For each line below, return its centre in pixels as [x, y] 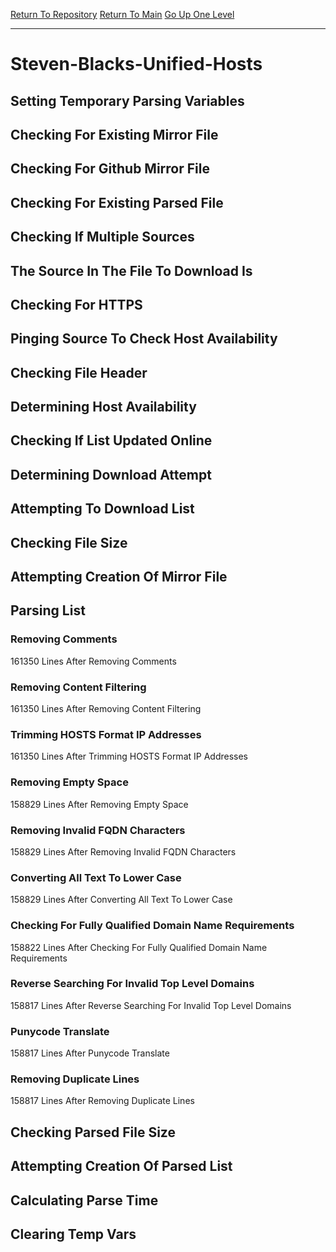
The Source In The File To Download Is [131, 270]
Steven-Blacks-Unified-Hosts [136, 64]
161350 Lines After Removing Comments [93, 661]
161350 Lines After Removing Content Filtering [106, 709]
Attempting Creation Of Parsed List [121, 1166]
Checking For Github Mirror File [110, 169]
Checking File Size [69, 542]
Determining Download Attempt [111, 474]
